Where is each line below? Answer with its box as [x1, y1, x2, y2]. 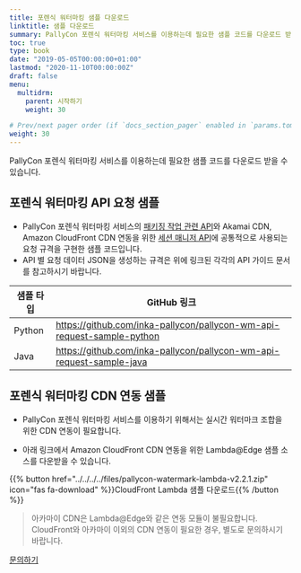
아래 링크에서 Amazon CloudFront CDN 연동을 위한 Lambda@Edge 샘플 [21, 444, 279, 454]
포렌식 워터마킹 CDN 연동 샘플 [9, 388, 167, 404]
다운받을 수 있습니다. [39, 455, 112, 466]
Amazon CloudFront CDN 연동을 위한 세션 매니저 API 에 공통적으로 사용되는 [21, 232, 288, 242]
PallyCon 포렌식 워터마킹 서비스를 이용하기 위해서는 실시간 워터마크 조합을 [21, 414, 283, 425]
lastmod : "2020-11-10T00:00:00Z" [9, 64, 134, 73]
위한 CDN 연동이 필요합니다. [21, 425, 122, 436]
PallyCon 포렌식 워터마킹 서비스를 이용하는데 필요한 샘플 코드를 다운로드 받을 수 [9, 155, 288, 166]
